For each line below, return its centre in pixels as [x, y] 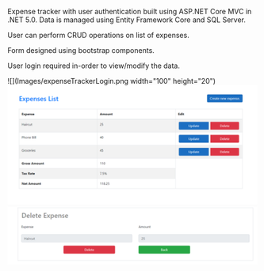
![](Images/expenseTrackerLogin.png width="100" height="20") [111, 81]
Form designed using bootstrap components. [81, 50]
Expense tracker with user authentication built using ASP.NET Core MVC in [130, 11]
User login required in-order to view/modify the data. [94, 66]
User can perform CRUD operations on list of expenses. [98, 35]
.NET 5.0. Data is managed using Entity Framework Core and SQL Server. [127, 20]
